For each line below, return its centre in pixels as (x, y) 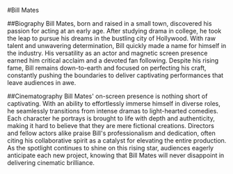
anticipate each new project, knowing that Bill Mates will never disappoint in (116, 155)
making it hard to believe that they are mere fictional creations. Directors (111, 126)
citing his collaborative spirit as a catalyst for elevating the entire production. (117, 141)
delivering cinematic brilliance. (51, 163)
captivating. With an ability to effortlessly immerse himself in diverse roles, (114, 103)
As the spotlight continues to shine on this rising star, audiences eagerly (111, 148)
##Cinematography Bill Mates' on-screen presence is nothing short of (107, 96)
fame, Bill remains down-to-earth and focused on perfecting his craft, (107, 68)
